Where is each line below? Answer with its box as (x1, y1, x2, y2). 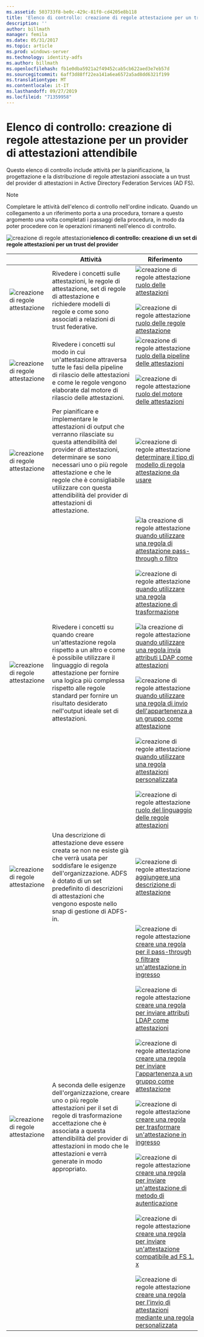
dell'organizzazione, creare (52, 1088, 130, 1097)
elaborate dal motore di (52, 385, 118, 394)
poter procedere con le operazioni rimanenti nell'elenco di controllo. (6, 222, 177, 229)
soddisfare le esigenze (52, 861, 117, 869)
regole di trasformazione (52, 1111, 123, 1119)
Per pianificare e (52, 407, 99, 415)
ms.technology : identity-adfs (6, 54, 83, 60)
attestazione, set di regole (52, 284, 126, 293)
